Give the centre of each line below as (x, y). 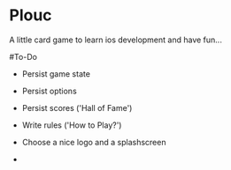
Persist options (49, 91)
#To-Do (23, 56)
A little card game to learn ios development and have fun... (116, 40)
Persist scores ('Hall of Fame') (77, 107)
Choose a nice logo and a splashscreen (94, 142)
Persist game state (56, 74)
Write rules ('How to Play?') (72, 125)
